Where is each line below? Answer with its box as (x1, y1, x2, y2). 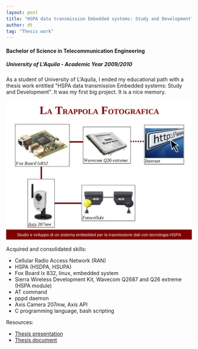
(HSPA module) (14, 282, 52, 289)
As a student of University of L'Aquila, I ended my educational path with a (6, 76, 184, 83)
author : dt (6, 22, 33, 28)
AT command (14, 289, 47, 296)
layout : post (6, 9, 38, 15)
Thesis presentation (14, 330, 64, 337)
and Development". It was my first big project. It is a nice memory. (6, 88, 166, 95)
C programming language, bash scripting (14, 308, 115, 315)
